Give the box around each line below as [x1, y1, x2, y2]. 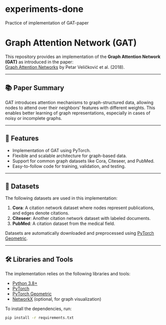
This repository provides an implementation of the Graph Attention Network [5, 54, 161, 59]
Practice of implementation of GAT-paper [5, 20, 89, 26]
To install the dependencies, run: [5, 306, 72, 312]
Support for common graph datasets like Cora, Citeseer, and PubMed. [12, 158, 155, 164]
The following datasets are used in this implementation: [5, 195, 118, 201]
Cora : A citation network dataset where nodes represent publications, [12, 205, 155, 211]
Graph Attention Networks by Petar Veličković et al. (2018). [5, 64, 125, 70]
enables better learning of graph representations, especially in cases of [5, 110, 151, 116]
